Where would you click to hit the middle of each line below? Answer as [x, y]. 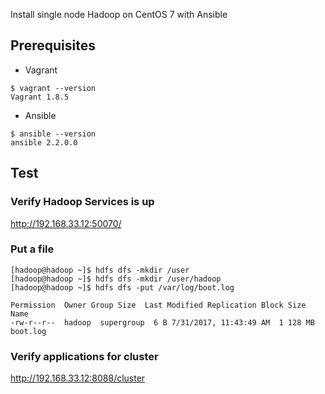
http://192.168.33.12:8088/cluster [78, 378]
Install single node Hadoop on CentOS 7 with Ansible [119, 14]
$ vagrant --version [53, 88]
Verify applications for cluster [84, 356]
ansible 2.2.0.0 [44, 142]
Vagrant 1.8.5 [40, 97]
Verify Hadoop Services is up [82, 202]
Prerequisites [53, 45]
